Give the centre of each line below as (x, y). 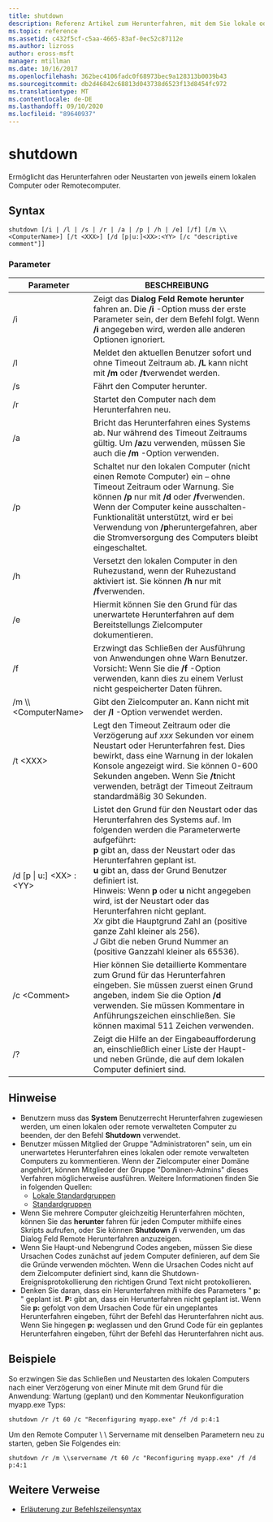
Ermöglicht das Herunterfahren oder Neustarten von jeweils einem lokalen (132, 176)
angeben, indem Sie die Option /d (157, 996)
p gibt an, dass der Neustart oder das (164, 850)
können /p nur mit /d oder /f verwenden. (169, 497)
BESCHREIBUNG (177, 285)
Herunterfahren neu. (132, 409)
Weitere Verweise (54, 1490)
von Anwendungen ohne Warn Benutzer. (170, 659)
